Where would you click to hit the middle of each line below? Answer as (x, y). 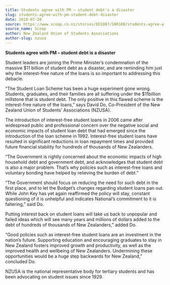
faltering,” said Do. (25, 204)
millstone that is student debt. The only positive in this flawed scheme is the (84, 99)
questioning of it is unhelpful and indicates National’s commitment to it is (81, 199)
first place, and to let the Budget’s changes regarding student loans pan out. (84, 188)
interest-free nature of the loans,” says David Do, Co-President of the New (83, 104)
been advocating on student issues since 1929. (54, 276)
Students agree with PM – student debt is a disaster (60, 52)
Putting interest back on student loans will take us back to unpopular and (81, 214)
